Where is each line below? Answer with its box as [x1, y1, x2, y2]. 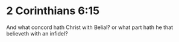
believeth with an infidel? [6, 30, 68, 37]
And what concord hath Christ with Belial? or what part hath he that [6, 24, 174, 31]
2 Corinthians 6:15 [6, 4, 100, 18]
